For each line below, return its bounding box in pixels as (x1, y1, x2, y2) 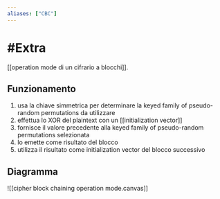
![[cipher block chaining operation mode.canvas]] (7, 184, 149, 193)
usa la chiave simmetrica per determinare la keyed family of (17, 101, 187, 110)
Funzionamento (7, 83, 76, 94)
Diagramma (7, 166, 59, 178)
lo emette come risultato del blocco (17, 138, 119, 146)
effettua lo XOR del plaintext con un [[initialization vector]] (17, 116, 183, 125)
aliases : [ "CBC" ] (7, 10, 57, 17)
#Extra (7, 40, 46, 55)
